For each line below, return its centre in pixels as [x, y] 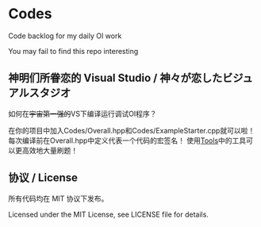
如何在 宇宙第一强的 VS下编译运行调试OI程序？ [83, 113]
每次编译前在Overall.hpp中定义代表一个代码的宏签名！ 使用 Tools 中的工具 [127, 140]
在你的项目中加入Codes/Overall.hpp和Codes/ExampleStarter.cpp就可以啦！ [132, 130]
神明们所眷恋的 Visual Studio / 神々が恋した [115, 78]
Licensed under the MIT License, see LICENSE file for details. [108, 214]
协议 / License [43, 178]
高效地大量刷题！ [50, 150]
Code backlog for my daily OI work [65, 36]
